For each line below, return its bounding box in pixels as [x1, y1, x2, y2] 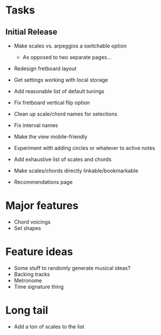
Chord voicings [13, 218, 51, 225]
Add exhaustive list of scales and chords [13, 156, 112, 163]
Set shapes [13, 224, 41, 231]
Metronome [13, 276, 42, 284]
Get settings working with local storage [13, 77, 108, 83]
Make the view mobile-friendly [13, 133, 88, 140]
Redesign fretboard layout [13, 65, 77, 72]
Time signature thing [13, 283, 64, 290]
